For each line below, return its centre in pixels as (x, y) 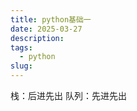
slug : (21, 66)
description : (37, 38)
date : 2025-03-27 (46, 29)
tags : (21, 47)
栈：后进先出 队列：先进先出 (68, 95)
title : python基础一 (51, 19)
